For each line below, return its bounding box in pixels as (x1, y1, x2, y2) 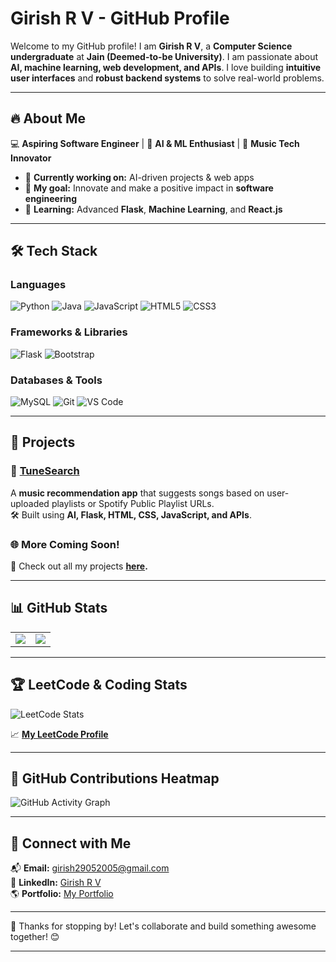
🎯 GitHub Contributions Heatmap (10, 770, 220, 787)
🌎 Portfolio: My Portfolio (10, 888, 114, 900)
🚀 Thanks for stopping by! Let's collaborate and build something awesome (10, 920, 317, 932)
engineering (24, 192, 78, 204)
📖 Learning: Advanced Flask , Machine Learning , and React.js (24, 203, 283, 215)
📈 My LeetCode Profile (10, 728, 109, 740)
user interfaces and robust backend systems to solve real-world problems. (10, 72, 325, 84)
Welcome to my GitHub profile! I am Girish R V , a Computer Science (10, 40, 293, 52)
